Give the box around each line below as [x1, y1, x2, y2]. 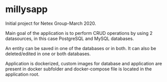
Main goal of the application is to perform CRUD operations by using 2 [5, 30, 153, 36]
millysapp [5, 4, 48, 15]
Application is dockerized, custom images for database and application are [5, 60, 162, 66]
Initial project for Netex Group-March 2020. [5, 20, 96, 26]
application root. [5, 71, 40, 77]
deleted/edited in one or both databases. [5, 51, 91, 57]
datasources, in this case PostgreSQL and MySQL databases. [5, 35, 134, 42]
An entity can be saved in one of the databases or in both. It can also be [5, 45, 156, 51]
